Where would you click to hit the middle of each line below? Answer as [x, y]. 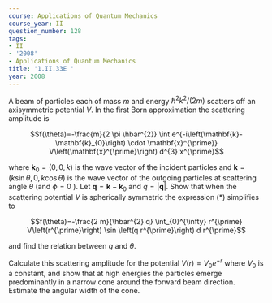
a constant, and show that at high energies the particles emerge [115, 274]
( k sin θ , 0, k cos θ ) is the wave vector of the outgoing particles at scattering [133, 178]
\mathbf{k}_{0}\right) [91, 143]
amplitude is [29, 119]
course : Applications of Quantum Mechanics [83, 16]
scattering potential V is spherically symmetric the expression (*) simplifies [134, 197]
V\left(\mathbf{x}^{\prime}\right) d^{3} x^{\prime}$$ [136, 152]
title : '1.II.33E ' [41, 69]
